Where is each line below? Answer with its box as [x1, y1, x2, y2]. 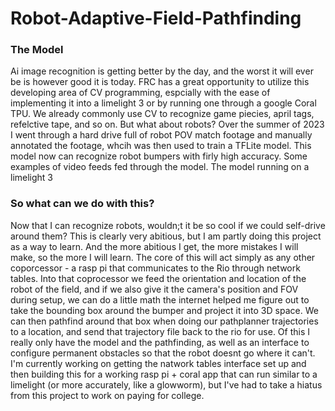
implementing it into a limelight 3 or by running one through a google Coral [10, 97, 317, 109]
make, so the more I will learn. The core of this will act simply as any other [10, 251, 316, 263]
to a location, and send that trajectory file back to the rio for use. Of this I [10, 325, 311, 337]
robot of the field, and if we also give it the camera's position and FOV [10, 283, 299, 295]
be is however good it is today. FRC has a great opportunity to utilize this [10, 76, 310, 88]
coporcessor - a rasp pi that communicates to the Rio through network [10, 262, 301, 274]
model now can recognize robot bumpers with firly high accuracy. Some [10, 150, 308, 162]
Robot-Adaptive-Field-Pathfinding [10, 7, 302, 30]
